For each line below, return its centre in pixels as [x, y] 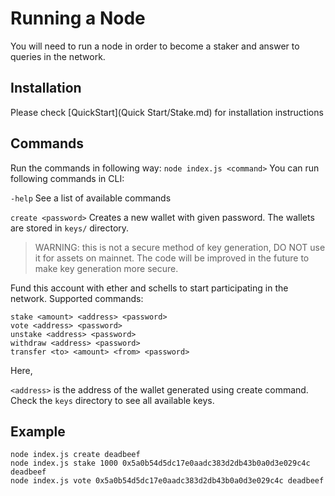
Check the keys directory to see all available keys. [112, 400]
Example [38, 431]
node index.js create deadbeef [75, 455]
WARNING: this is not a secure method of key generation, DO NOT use [180, 247]
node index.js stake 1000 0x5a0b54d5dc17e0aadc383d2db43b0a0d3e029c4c [160, 463]
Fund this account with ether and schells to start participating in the [149, 288]
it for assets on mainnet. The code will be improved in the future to [172, 258]
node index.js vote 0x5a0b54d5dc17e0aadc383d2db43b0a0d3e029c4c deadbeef [167, 481]
